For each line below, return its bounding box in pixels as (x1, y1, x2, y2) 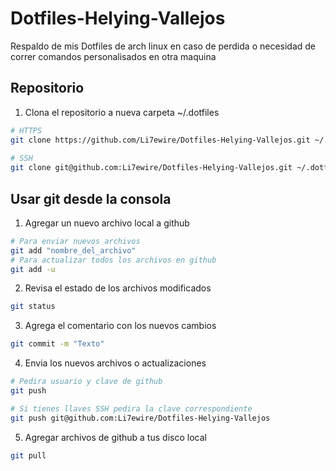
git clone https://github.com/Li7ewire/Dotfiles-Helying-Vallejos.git (10, 135, 311, 145)
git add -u (10, 264, 56, 274)
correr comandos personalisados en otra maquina (10, 50, 217, 62)
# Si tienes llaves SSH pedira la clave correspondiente (10, 403, 253, 414)
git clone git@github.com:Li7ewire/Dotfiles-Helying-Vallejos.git (10, 163, 293, 173)
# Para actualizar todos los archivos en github (10, 255, 217, 265)
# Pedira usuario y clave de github (10, 377, 163, 387)
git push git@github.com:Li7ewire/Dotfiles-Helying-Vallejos (10, 413, 271, 423)
